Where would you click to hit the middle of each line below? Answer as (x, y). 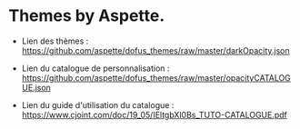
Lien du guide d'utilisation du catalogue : (98, 104)
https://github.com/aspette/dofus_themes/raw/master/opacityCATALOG (156, 77)
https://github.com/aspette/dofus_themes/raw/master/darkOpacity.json (155, 50)
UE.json (36, 87)
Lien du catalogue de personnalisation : (95, 68)
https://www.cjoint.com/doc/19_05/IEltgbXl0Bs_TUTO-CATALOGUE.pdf (155, 114)
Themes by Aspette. (87, 16)
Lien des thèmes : (55, 41)
